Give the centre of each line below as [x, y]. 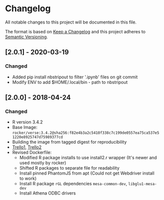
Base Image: [25, 127]
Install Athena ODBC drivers [47, 193]
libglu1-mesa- [142, 184]
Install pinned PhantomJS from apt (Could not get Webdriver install [87, 173]
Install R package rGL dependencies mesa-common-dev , [73, 184]
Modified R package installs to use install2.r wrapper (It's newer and [88, 158]
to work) [28, 178]
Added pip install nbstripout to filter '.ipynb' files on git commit [75, 77]
